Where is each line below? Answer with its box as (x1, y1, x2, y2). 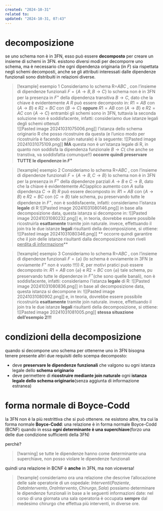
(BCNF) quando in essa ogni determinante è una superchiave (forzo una (5, 427, 151, 432)
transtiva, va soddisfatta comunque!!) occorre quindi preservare (17, 152, 147, 157)
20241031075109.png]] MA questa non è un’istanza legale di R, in (17, 141, 148, 147)
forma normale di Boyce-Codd (5, 400, 130, 411)
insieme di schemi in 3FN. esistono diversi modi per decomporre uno (5, 59, 144, 64)
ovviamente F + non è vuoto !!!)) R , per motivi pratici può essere (17, 261, 144, 268)
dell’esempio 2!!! (17, 314, 52, 320)
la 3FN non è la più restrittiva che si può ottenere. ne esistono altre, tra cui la (5, 416, 158, 422)
